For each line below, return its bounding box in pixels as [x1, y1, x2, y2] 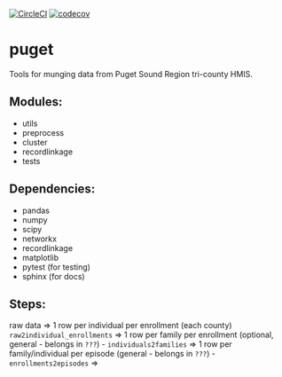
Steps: [9, 296, 46, 311]
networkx [21, 233, 58, 244]
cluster [21, 137, 48, 147]
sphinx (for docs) [21, 271, 86, 281]
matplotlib [21, 252, 59, 263]
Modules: [9, 94, 63, 110]
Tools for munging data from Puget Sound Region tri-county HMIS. [9, 68, 253, 79]
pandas [21, 205, 51, 216]
